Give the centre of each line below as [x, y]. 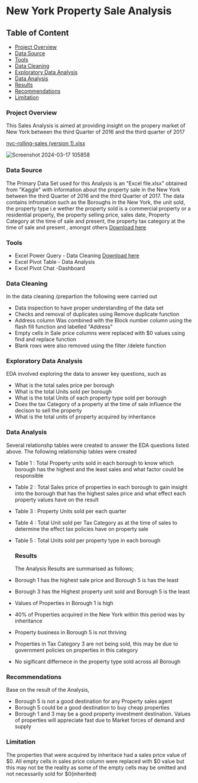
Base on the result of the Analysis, [48, 690]
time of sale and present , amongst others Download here [76, 227]
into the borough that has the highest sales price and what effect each [100, 493]
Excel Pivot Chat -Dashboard [50, 268]
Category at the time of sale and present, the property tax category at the [95, 221]
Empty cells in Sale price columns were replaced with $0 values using [100, 333]
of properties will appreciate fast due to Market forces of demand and [100, 720]
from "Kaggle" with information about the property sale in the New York [93, 189]
